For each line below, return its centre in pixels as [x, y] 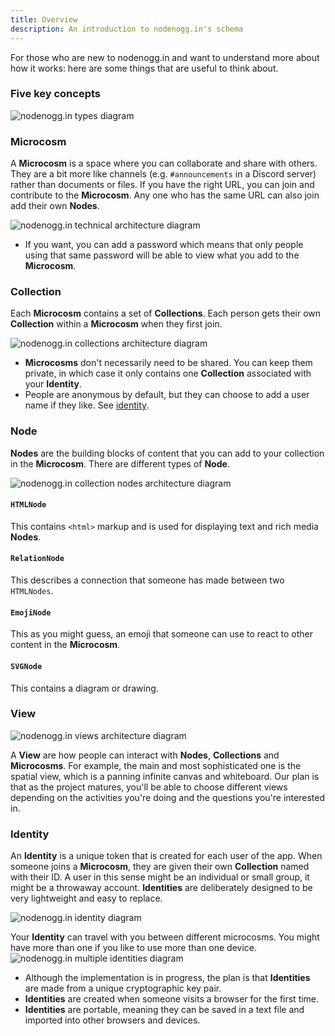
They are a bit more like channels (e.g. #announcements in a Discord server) [163, 174]
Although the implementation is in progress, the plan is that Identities [167, 978]
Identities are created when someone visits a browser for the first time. [172, 999]
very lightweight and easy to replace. [86, 898]
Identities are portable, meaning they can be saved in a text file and [164, 1010]
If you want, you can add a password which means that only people [164, 245]
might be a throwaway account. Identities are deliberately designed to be [161, 888]
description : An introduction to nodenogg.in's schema [127, 29]
